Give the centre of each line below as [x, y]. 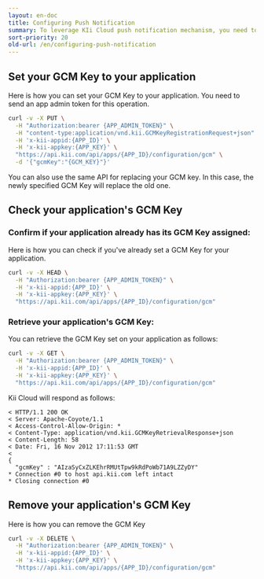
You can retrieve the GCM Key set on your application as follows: [113, 339]
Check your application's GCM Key [95, 210]
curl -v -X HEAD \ [38, 272]
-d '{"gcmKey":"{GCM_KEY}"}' [63, 162]
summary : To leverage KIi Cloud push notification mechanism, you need [128, 30]
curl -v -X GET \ [37, 354]
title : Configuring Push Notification [71, 23]
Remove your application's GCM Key [99, 505]
